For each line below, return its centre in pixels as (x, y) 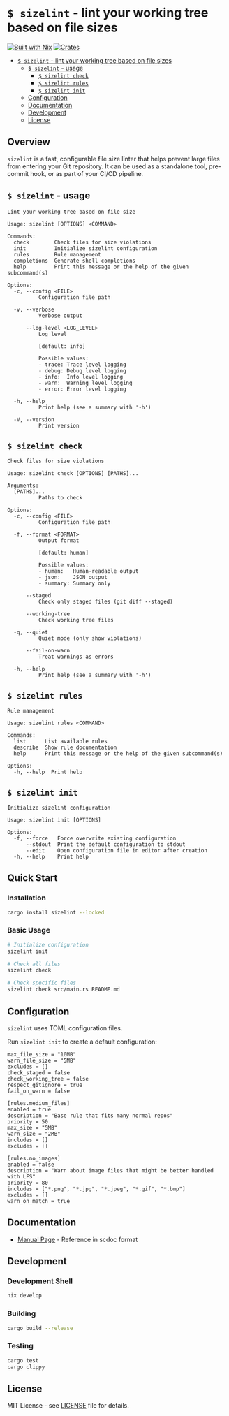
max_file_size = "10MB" (42, 1054)
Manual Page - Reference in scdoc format (77, 1239)
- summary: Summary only (74, 584)
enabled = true (29, 1109)
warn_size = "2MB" (34, 1134)
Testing (20, 1346)
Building (22, 1313)
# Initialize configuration (48, 944)
